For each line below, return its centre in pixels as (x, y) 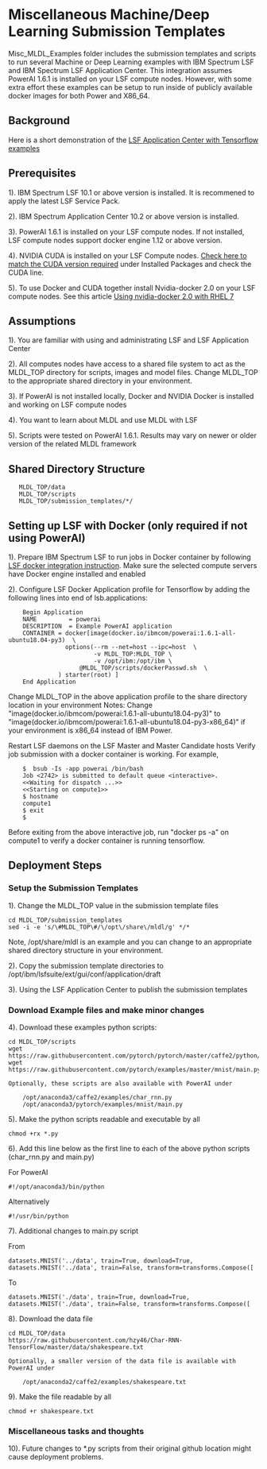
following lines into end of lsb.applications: (78, 598)
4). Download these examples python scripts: (83, 1027)
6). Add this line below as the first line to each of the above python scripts (129, 1148)
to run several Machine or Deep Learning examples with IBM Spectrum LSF (131, 62)
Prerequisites (42, 174)
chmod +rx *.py (33, 1134)
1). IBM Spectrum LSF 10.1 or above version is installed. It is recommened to (132, 192)
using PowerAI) (47, 538)
